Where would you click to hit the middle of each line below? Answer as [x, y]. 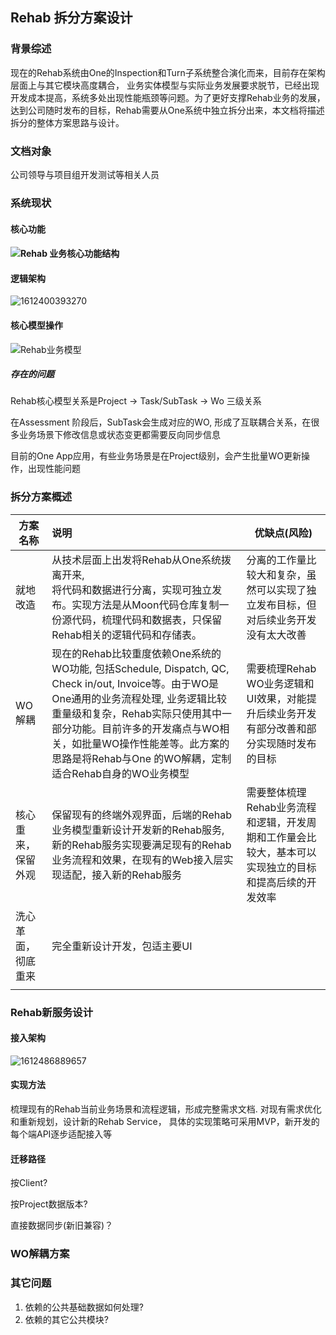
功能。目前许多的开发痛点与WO [145, 728]
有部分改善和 [276, 728]
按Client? [29, 1183]
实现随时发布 [286, 743]
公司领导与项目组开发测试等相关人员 [85, 174]
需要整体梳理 [276, 792]
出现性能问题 [54, 469]
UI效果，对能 [276, 698]
